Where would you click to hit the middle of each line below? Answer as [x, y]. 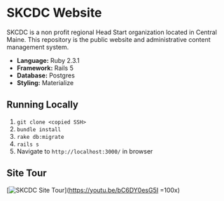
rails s [28, 144]
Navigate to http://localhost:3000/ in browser [85, 151]
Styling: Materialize [45, 82]
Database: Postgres [45, 75]
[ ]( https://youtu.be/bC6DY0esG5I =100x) [93, 190]
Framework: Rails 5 [45, 68]
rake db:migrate [40, 137]
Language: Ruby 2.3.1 [48, 60]
